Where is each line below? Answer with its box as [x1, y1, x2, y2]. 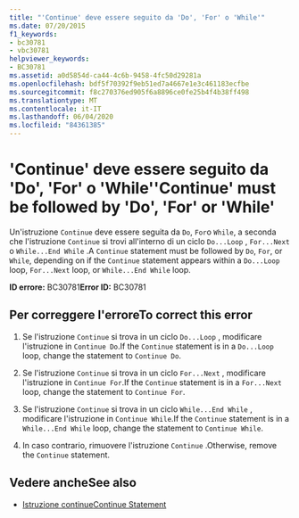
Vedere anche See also [9, 475, 137, 490]
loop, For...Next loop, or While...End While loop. [9, 264, 192, 275]
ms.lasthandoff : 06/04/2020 [9, 112, 114, 121]
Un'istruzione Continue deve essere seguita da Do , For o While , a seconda [9, 226, 277, 237]
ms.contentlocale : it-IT [9, 104, 102, 113]
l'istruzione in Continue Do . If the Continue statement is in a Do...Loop [21, 341, 274, 351]
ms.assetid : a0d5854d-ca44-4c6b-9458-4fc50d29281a [9, 71, 202, 80]
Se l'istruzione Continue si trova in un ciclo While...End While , [21, 403, 253, 415]
